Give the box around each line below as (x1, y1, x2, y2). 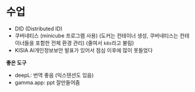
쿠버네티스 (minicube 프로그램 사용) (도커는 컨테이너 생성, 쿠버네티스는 (14, 32, 178, 39)
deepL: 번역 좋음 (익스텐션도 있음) (14, 71, 94, 79)
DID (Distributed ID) (14, 25, 63, 32)
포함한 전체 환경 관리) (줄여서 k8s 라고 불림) (35, 39, 134, 46)
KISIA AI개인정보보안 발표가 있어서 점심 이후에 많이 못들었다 (14, 46, 153, 53)
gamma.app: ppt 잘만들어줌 (14, 79, 80, 86)
